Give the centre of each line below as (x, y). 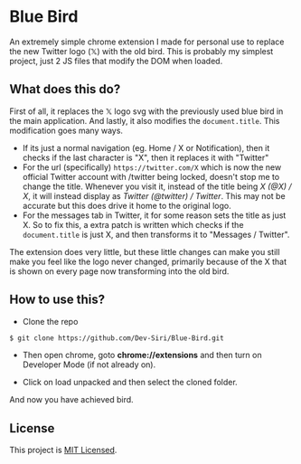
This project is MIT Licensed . (63, 450)
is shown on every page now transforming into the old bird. (119, 271)
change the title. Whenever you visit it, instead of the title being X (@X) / (157, 186)
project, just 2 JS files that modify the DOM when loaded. (116, 61)
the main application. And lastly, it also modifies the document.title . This (145, 120)
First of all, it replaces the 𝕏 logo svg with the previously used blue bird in (146, 111)
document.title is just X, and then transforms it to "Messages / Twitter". (156, 234)
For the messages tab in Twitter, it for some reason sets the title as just (154, 215)
